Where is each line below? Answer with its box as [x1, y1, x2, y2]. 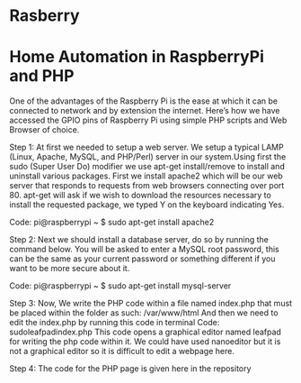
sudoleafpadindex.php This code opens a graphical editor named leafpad [9, 326, 281, 338]
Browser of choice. [9, 124, 80, 135]
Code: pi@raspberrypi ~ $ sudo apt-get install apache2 [9, 217, 215, 228]
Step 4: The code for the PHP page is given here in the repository [9, 363, 252, 374]
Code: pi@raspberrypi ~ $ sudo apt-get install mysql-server [9, 280, 232, 291]
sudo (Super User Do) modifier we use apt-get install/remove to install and [9, 161, 285, 172]
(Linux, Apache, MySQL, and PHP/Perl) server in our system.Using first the [9, 151, 287, 162]
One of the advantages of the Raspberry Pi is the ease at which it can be [9, 96, 279, 106]
